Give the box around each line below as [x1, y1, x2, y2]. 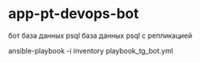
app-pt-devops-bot [8, 5, 139, 23]
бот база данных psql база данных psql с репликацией [8, 31, 193, 40]
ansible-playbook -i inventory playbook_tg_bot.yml [8, 46, 174, 55]
